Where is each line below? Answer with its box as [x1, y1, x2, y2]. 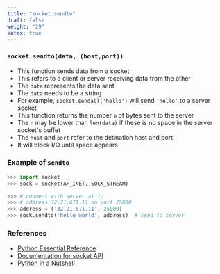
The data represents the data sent [17, 81, 115, 90]
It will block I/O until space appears [17, 140, 119, 149]
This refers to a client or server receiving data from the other [17, 74, 191, 82]
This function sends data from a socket [17, 67, 130, 75]
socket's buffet [17, 126, 61, 134]
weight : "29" [7, 23, 45, 30]
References [7, 229, 47, 239]
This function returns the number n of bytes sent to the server [17, 111, 194, 119]
